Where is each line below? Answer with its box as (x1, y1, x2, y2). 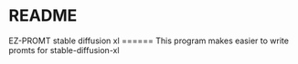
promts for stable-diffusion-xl (8, 44, 120, 55)
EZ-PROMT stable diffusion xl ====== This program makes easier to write (8, 35, 290, 46)
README (8, 5, 78, 26)
